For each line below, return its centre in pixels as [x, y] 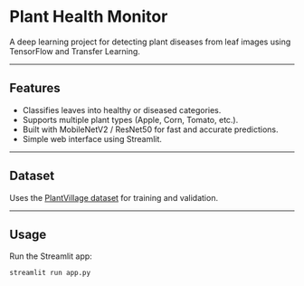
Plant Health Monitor [89, 17]
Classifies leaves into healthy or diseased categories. [122, 110]
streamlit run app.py [50, 273]
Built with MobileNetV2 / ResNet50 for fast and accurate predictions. [150, 129]
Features [35, 88]
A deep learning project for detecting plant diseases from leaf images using [150, 42]
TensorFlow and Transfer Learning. [75, 51]
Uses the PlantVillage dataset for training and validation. [114, 197]
